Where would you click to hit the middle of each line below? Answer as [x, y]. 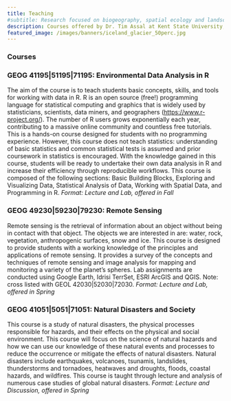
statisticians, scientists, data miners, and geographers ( [86, 112]
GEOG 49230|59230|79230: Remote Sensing [85, 211]
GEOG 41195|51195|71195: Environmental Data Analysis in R [108, 75]
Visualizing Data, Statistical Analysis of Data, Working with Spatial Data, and [114, 185]
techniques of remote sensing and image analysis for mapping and [102, 262]
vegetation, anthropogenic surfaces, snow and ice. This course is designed [114, 240]
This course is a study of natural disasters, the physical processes [101, 325]
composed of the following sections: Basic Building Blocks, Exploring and [111, 178]
